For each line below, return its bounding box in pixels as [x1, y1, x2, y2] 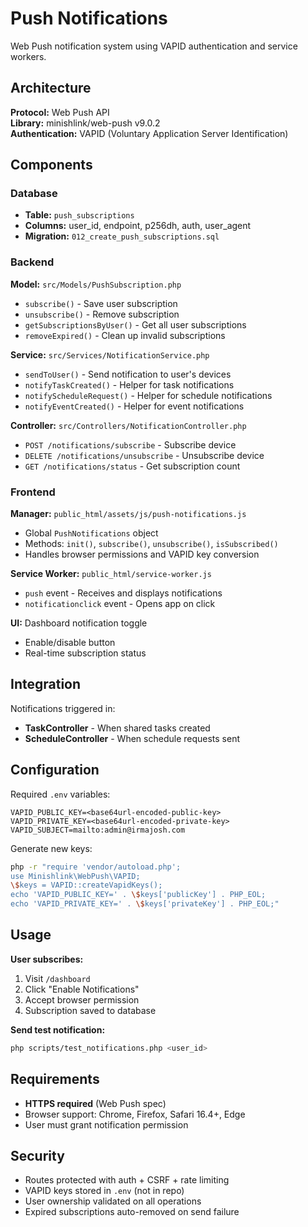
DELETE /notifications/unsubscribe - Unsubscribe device [24, 449, 265, 461]
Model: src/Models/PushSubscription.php [10, 278, 182, 290]
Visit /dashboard [24, 972, 91, 984]
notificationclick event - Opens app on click [24, 598, 216, 610]
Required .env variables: [10, 788, 111, 800]
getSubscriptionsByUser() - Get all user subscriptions [24, 318, 247, 331]
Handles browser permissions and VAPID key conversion [24, 548, 260, 561]
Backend [10, 255, 55, 269]
